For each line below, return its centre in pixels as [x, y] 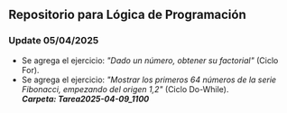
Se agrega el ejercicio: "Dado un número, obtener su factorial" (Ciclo [150, 60]
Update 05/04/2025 [54, 41]
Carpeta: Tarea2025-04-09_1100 [85, 99]
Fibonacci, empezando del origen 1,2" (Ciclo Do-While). [125, 89]
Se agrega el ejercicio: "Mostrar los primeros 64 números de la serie [149, 80]
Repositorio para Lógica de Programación [127, 15]
